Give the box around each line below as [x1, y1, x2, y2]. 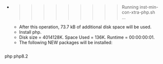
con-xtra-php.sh [121, 9, 155, 15]
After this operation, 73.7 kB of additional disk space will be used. [19, 24, 152, 30]
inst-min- [139, 4, 159, 10]
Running [121, 4, 139, 10]
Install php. [19, 29, 42, 35]
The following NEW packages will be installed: [19, 40, 112, 45]
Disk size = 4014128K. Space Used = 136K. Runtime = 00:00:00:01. [19, 34, 155, 40]
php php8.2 [4, 53, 28, 59]
